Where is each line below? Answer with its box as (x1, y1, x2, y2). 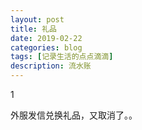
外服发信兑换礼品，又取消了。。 (10, 109, 138, 121)
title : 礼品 (10, 24, 57, 34)
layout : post (10, 14, 65, 25)
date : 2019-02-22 (10, 33, 83, 43)
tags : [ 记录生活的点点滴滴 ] (10, 52, 114, 62)
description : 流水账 (10, 61, 92, 71)
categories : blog (10, 42, 83, 53)
